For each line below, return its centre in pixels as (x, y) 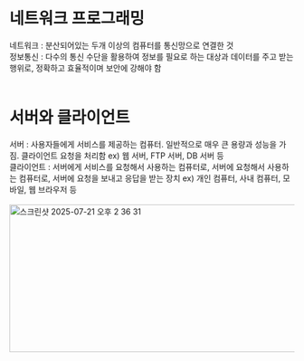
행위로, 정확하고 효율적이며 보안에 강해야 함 (85, 68)
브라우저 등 (57, 189)
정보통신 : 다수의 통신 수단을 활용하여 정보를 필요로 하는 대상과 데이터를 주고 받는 (152, 56)
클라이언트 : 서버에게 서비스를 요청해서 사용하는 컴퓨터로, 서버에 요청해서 (137, 166)
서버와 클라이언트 (70, 118)
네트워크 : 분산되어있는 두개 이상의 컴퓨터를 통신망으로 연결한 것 (122, 45)
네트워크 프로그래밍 (77, 19)
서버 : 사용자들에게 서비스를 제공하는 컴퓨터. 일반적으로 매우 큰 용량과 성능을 (143, 144)
